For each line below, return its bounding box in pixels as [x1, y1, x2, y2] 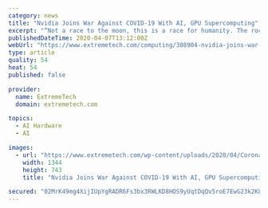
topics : [8, 115, 34, 123]
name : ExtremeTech [15, 92, 77, 100]
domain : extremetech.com [15, 100, 98, 108]
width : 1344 [22, 159, 62, 167]
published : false [8, 71, 66, 79]
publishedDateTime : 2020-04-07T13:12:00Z [8, 33, 148, 42]
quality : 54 [8, 57, 48, 65]
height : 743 [22, 166, 62, 174]
